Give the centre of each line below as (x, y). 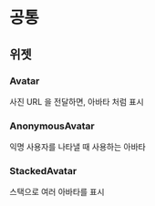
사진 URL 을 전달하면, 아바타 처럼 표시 (77, 101)
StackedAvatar (43, 171)
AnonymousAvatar (52, 126)
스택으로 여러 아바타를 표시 (57, 192)
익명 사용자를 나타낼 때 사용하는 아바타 (77, 147)
